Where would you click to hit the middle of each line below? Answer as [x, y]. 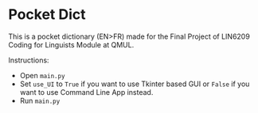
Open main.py [42, 75]
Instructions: [29, 60]
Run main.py [40, 100]
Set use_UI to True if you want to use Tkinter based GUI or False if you [135, 84]
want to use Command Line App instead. [86, 92]
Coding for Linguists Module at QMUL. [71, 44]
